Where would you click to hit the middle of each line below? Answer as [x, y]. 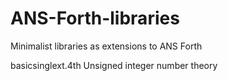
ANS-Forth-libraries [95, 18]
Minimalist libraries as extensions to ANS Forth [106, 46]
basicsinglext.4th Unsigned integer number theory [114, 65]
